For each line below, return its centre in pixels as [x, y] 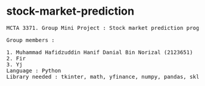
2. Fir [16, 58]
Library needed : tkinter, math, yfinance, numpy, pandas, [97, 77]
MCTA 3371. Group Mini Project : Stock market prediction [95, 28]
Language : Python [34, 70]
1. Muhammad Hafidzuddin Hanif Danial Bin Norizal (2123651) [100, 52]
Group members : [31, 40]
